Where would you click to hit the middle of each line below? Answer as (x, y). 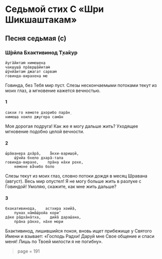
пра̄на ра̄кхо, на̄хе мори (39, 222)
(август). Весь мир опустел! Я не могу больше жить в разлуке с (73, 181)
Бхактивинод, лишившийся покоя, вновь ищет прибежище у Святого (79, 231)
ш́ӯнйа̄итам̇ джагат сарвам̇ (31, 71)
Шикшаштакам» (41, 20)
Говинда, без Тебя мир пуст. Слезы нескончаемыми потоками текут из (81, 85)
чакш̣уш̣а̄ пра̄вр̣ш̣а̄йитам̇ (28, 67)
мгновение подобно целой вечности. (45, 131)
